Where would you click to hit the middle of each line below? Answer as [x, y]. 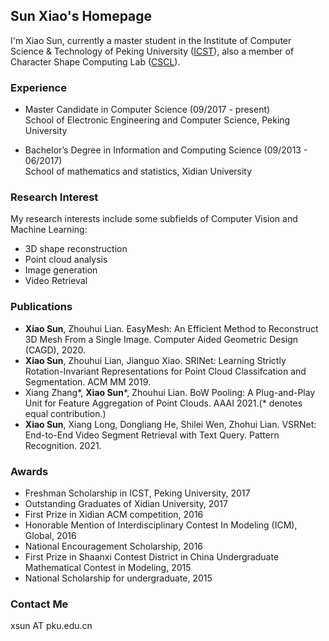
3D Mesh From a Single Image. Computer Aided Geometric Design [161, 339]
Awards [29, 471]
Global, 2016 [50, 535]
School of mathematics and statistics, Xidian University [138, 171]
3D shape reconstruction [76, 249]
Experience [38, 87]
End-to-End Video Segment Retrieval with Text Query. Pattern [152, 435]
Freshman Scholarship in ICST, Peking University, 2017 [137, 493]
